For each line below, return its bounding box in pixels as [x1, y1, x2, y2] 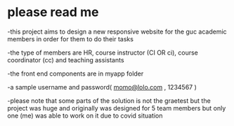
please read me [7, 4, 99, 20]
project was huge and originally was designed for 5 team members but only [7, 104, 226, 112]
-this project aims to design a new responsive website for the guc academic [7, 27, 227, 36]
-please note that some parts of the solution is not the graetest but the [7, 96, 211, 105]
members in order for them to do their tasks [7, 34, 134, 43]
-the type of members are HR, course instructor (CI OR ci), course [7, 48, 199, 57]
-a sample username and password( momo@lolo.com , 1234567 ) [7, 83, 197, 91]
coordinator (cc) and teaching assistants [7, 55, 124, 64]
